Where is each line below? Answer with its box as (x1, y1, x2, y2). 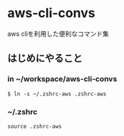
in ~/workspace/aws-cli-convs (7, 74, 118, 84)
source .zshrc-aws (7, 122, 62, 130)
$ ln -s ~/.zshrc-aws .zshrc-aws (7, 90, 107, 98)
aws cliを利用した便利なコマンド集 (7, 29, 109, 38)
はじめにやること (7, 52, 83, 65)
